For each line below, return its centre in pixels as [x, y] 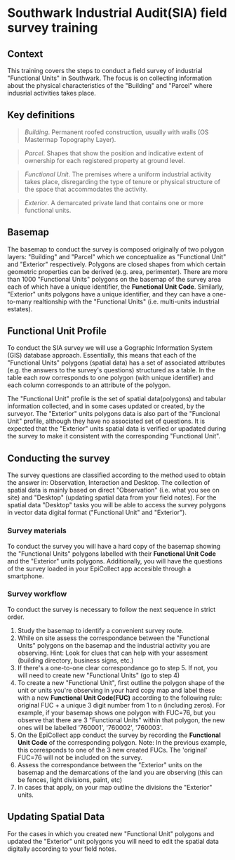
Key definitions [41, 115]
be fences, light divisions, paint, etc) [70, 780]
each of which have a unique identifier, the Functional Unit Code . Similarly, [116, 287]
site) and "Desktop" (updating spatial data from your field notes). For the [112, 497]
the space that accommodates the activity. [86, 189]
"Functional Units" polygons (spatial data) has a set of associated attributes [116, 363]
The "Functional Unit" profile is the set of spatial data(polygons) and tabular [116, 399]
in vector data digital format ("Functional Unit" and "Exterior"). [97, 513]
